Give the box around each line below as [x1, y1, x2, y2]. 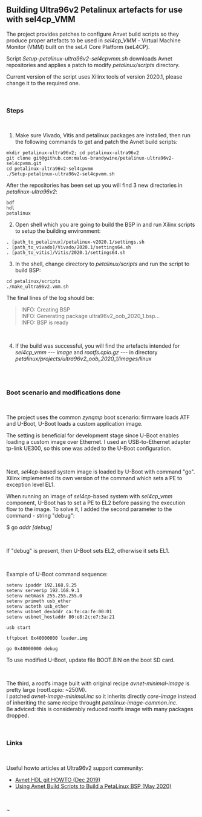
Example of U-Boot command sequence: [6, 571, 108, 578]
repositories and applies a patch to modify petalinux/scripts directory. [6, 61, 180, 68]
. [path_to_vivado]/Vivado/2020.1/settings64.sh [6, 244, 131, 250]
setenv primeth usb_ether [6, 598, 71, 604]
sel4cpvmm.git [6, 160, 42, 167]
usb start [6, 625, 31, 631]
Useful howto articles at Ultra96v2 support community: [6, 764, 144, 772]
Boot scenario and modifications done [6, 388, 121, 397]
